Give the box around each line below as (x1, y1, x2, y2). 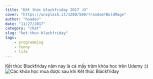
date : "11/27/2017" (5, 21, 46, 26)
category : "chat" (5, 26, 41, 31)
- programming (14, 40, 43, 45)
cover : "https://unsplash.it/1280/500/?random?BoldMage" (5, 12, 126, 17)
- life (14, 49, 28, 54)
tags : (5, 35, 16, 40)
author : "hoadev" (5, 16, 41, 21)
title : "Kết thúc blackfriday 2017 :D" (5, 7, 88, 12)
